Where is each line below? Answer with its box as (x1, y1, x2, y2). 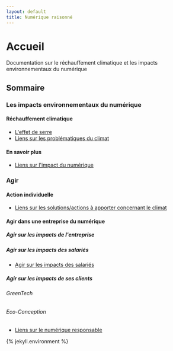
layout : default (6, 8, 46, 15)
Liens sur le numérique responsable (14, 327, 102, 334)
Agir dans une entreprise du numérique (6, 218, 105, 225)
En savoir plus (6, 148, 41, 155)
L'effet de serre (14, 128, 52, 135)
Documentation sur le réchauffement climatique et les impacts (6, 59, 158, 66)
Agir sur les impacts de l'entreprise (6, 231, 95, 238)
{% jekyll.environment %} (6, 338, 69, 345)
